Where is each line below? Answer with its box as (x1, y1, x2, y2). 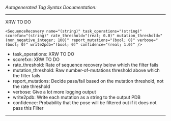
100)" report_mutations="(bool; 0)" (58, 38, 136, 43)
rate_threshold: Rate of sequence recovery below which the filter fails (12, 62, 159, 68)
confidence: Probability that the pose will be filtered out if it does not (12, 100, 157, 106)
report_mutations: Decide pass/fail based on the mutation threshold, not (12, 78, 164, 84)
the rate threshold (12, 83, 50, 89)
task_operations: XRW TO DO (12, 51, 75, 57)
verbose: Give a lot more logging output (12, 89, 96, 95)
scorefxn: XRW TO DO (12, 56, 60, 63)
